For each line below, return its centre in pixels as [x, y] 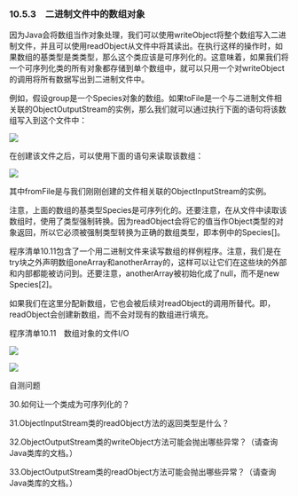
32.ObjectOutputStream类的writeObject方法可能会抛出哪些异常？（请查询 [144, 442]
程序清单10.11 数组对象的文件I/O [69, 334]
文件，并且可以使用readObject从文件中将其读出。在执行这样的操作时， [146, 46]
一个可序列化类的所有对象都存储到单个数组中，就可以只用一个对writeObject [147, 68]
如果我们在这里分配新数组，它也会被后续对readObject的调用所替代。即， [142, 303]
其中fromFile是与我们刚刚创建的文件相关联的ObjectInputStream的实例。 [140, 192]
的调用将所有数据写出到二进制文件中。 [79, 79]
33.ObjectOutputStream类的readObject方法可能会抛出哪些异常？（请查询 [143, 472]
